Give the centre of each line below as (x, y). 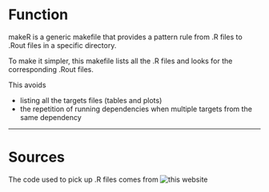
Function (38, 15)
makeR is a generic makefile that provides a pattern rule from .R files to (125, 37)
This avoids (27, 85)
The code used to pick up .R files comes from (83, 179)
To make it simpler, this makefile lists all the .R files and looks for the (120, 61)
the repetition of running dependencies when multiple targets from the (136, 109)
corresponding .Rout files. (51, 69)
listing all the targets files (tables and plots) (91, 100)
